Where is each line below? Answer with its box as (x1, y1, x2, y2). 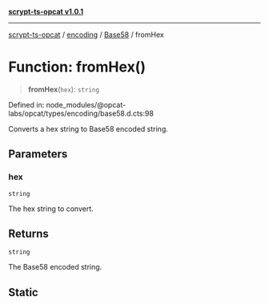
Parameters (8, 148, 68, 161)
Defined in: (8, 100, 45, 109)
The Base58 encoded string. (8, 262, 102, 272)
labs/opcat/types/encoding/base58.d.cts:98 (8, 108, 155, 118)
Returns (8, 227, 50, 241)
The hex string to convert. (8, 204, 94, 213)
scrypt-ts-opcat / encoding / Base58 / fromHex (8, 30, 164, 39)
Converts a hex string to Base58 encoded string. (8, 124, 168, 133)
